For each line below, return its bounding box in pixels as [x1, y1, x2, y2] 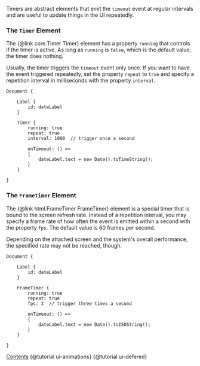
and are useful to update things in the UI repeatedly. [6, 11, 134, 19]
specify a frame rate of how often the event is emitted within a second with [6, 218, 191, 225]
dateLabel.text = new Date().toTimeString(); [38, 157, 153, 163]
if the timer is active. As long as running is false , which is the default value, [6, 46, 192, 53]
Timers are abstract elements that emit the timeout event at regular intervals [6, 5, 193, 12]
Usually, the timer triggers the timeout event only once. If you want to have [6, 64, 190, 71]
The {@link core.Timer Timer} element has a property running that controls [6, 40, 190, 47]
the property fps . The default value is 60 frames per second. [6, 224, 156, 231]
